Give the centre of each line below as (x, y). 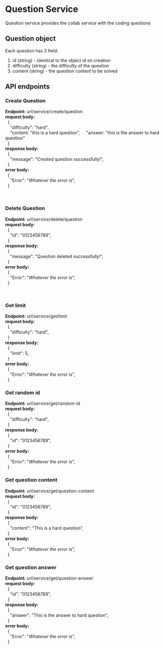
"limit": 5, (19, 353)
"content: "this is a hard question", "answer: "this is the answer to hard (84, 133)
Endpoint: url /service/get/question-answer (49, 578)
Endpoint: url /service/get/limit (36, 316)
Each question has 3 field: (32, 50)
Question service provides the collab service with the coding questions (78, 23)
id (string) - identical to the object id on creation (61, 60)
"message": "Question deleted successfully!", (56, 256)
